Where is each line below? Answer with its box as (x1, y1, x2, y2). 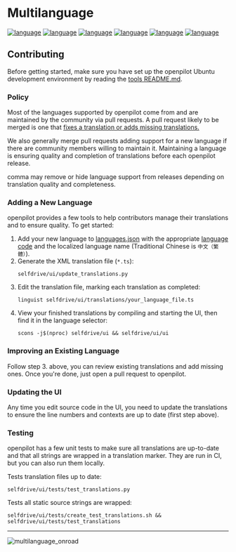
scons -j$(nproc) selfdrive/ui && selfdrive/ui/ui (17, 330, 169, 337)
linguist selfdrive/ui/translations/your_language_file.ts (17, 296, 195, 303)
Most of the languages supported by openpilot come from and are (7, 108, 199, 117)
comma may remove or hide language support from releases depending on (7, 173, 225, 181)
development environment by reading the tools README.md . (7, 74, 183, 83)
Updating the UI (7, 387, 62, 397)
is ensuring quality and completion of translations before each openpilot (7, 152, 216, 160)
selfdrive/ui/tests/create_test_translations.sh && (7, 512, 162, 519)
